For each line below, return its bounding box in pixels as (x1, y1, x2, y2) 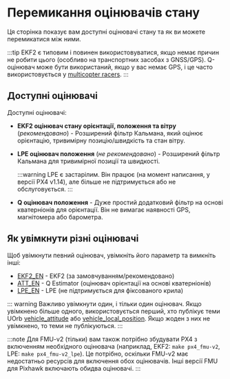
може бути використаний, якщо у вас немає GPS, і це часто (36, 63, 213, 71)
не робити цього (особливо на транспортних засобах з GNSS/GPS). (7, 55, 207, 63)
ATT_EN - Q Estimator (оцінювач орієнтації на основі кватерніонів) (17, 279, 211, 287)
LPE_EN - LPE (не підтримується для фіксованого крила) (17, 286, 184, 294)
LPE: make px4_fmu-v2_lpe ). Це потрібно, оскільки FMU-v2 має (7, 349, 189, 358)
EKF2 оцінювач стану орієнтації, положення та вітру (17, 122, 177, 130)
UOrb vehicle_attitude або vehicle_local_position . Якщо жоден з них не (7, 314, 211, 323)
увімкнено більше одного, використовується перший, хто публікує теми (7, 307, 220, 315)
